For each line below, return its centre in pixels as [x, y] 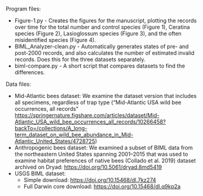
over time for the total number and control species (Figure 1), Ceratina [102, 27]
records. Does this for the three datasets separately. [80, 59]
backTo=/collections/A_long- [51, 128]
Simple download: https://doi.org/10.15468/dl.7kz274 [90, 180]
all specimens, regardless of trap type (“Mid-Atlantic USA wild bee [98, 102]
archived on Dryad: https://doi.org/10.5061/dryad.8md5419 [88, 167]
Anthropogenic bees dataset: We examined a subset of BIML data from [104, 148]
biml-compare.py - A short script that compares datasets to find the [100, 66]
